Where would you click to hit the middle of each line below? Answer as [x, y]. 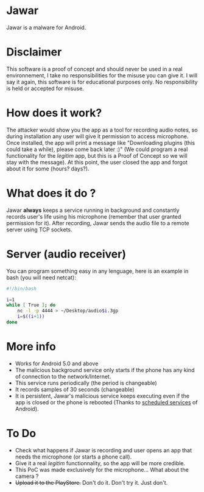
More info [31, 347]
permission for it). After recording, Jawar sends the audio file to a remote [98, 223]
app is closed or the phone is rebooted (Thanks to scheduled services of [106, 402]
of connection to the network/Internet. [63, 376]
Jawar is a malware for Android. [46, 27]
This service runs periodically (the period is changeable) [86, 383]
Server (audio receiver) [66, 254]
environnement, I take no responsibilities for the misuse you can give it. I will [102, 75]
